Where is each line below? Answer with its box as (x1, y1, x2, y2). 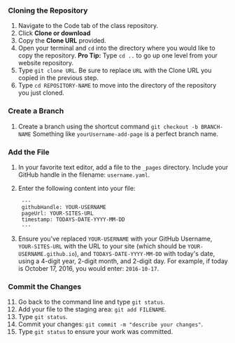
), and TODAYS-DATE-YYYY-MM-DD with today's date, (74, 249, 215, 257)
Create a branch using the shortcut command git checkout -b (17, 122, 199, 130)
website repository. (17, 59, 74, 67)
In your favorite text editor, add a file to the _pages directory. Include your (17, 163, 229, 171)
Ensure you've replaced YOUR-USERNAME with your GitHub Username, (17, 234, 213, 243)
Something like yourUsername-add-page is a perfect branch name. (32, 129, 219, 138)
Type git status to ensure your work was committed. (17, 328, 173, 336)
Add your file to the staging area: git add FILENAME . (17, 305, 167, 314)
